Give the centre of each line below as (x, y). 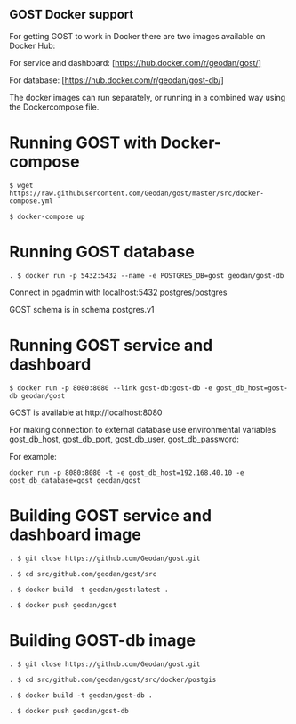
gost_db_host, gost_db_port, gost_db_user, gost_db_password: (124, 439)
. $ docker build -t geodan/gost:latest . (89, 590)
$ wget (21, 185)
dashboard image (76, 534)
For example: (33, 456)
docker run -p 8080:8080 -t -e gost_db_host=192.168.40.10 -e (127, 472)
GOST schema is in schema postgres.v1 (82, 309)
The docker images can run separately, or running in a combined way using (148, 97)
